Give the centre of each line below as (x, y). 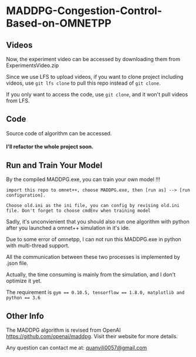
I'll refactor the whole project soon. (50, 147)
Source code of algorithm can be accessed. (59, 133)
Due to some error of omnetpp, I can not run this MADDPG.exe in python (94, 239)
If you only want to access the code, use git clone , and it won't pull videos (97, 94)
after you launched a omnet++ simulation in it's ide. (68, 228)
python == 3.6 (23, 298)
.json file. (17, 263)
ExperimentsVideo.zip (33, 65)
